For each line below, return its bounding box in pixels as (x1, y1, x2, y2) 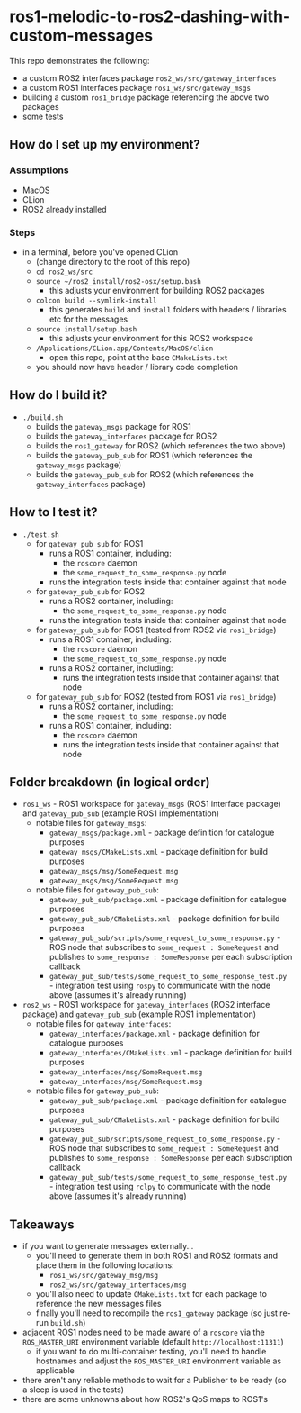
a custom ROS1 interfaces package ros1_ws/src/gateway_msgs (22, 82, 252, 93)
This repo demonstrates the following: (9, 55, 150, 66)
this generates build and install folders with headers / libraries (49, 303, 287, 314)
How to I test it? (9, 504, 98, 520)
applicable (35, 1365, 75, 1376)
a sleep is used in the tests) (22, 1384, 124, 1395)
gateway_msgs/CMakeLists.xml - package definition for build (49, 847, 268, 857)
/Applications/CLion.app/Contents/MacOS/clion (35, 344, 214, 353)
